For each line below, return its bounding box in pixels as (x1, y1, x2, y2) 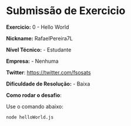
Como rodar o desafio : (6, 91, 62, 98)
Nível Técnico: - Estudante (6, 46, 72, 53)
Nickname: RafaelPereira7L (6, 35, 73, 42)
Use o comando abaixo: (6, 103, 63, 110)
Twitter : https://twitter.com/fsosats (6, 69, 91, 76)
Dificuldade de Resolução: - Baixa (6, 80, 90, 87)
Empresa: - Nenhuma (6, 57, 59, 64)
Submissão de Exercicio (6, 4, 126, 18)
